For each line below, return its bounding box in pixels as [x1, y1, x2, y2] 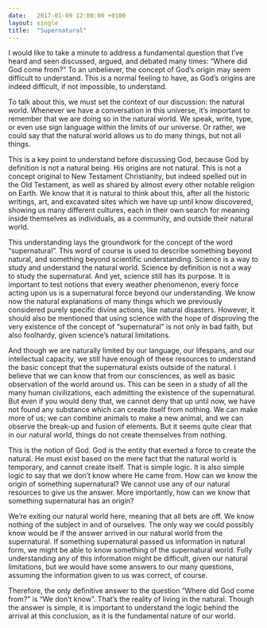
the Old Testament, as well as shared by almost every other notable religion [8, 180, 255, 190]
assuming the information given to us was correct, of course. [8, 571, 208, 580]
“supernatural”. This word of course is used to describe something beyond [8, 246, 253, 256]
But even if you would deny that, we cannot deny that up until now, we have [8, 396, 256, 406]
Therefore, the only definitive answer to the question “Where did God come [8, 586, 255, 595]
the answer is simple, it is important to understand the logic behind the [8, 603, 239, 612]
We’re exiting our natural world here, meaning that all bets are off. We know [8, 511, 255, 521]
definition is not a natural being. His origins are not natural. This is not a [8, 164, 242, 173]
